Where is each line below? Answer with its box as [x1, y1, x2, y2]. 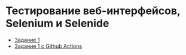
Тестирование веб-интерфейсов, [5, 4, 181, 18]
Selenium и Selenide [5, 17, 109, 30]
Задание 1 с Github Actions [14, 43, 83, 50]
